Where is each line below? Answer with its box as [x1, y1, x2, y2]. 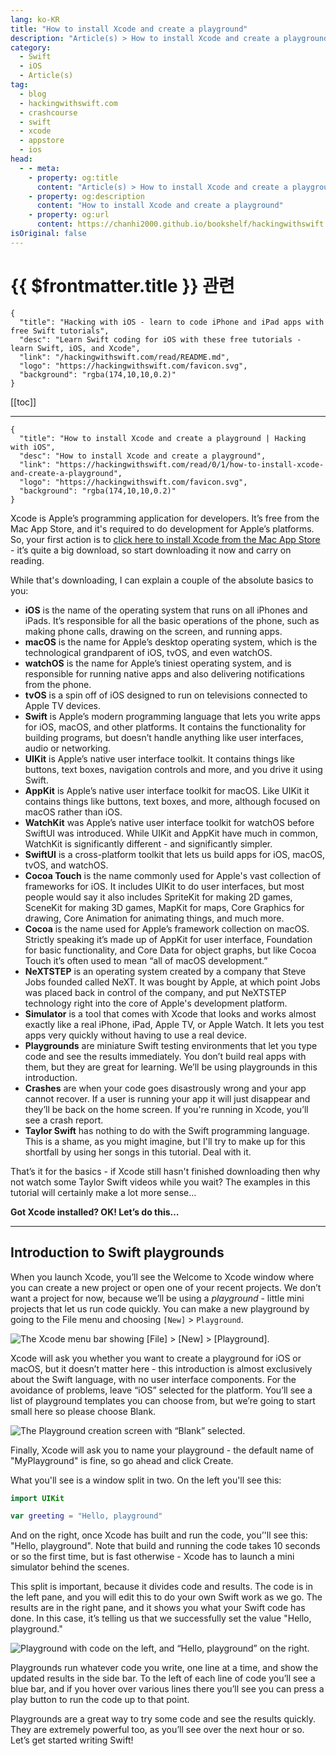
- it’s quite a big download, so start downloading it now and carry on [10, 544, 292, 556]
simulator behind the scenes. [10, 1561, 130, 1573]
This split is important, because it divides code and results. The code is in [10, 1581, 313, 1593]
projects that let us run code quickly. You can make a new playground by [10, 1302, 310, 1315]
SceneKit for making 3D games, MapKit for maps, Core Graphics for [24, 901, 305, 913]
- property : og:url [28, 210, 110, 220]
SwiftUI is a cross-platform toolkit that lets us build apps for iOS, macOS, [24, 848, 326, 860]
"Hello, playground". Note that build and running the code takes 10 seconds [10, 1540, 321, 1552]
